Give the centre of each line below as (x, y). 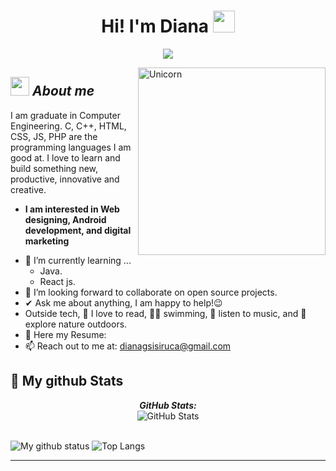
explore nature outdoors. (76, 324)
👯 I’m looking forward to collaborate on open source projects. (151, 292)
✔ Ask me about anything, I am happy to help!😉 (123, 302)
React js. (57, 281)
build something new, (54, 168)
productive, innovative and (65, 179)
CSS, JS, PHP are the (54, 136)
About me (63, 91)
